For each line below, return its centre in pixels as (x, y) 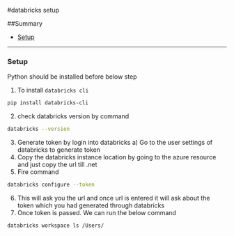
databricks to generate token (59, 150)
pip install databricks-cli (48, 103)
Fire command (38, 172)
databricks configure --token (51, 185)
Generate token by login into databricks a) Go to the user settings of (115, 143)
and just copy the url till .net (57, 165)
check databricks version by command (73, 116)
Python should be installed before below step (72, 77)
